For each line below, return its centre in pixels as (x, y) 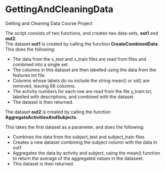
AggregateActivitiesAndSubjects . (41, 117)
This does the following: (30, 49)
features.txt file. (29, 75)
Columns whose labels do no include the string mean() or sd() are (81, 80)
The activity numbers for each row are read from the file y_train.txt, (82, 91)
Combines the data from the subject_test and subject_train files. (79, 137)
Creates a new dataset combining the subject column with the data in (85, 142)
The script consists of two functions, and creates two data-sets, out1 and (82, 33)
